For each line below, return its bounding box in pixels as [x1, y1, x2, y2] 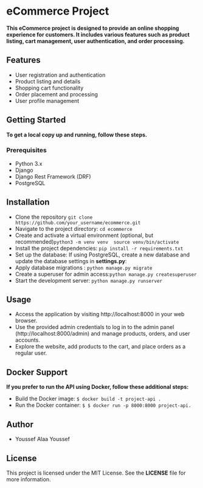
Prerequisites [6, 146, 47, 155]
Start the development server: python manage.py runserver [15, 277, 163, 284]
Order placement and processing [15, 90, 98, 98]
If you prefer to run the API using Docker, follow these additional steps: [6, 383, 189, 391]
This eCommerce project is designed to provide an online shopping [6, 24, 179, 32]
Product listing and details [15, 77, 81, 85]
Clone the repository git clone [15, 213, 93, 221]
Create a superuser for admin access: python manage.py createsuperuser [15, 270, 197, 278]
